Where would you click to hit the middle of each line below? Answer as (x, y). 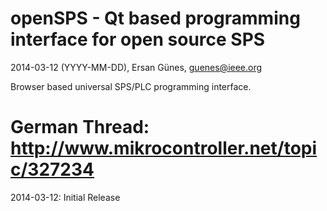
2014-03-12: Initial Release (65, 197)
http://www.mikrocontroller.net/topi (164, 148)
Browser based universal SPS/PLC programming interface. (131, 86)
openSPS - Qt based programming (155, 18)
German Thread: (80, 127)
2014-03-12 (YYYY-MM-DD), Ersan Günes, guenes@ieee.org (136, 67)
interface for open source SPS (138, 39)
